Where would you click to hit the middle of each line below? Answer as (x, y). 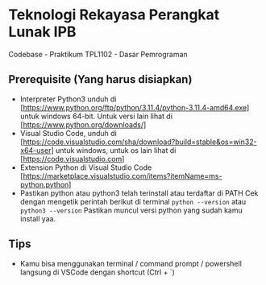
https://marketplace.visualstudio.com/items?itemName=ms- (123, 176)
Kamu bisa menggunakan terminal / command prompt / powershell (131, 263)
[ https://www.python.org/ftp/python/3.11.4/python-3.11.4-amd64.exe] (135, 107)
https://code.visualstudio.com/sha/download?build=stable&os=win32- (140, 142)
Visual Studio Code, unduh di (68, 133)
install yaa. (38, 218)
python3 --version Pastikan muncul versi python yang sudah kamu (131, 210)
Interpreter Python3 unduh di (68, 99)
